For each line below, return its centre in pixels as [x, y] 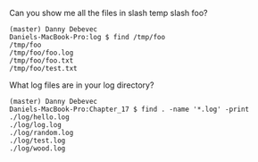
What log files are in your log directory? [82, 85]
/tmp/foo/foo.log [42, 53]
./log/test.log [37, 141]
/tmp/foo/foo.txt [42, 61]
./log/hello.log [39, 117]
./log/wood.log [37, 149]
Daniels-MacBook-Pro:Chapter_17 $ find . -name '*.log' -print [129, 109]
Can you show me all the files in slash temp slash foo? [108, 13]
